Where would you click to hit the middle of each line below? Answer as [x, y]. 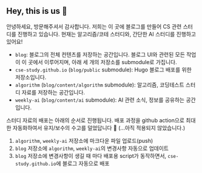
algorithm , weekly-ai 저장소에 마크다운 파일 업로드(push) [84, 140]
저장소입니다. [31, 77]
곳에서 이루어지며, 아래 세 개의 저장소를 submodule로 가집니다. [103, 62]
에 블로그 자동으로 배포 [83, 163]
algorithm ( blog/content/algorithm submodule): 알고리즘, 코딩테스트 [99, 85]
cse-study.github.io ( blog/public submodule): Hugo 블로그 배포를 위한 [103, 70]
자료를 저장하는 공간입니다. [53, 92]
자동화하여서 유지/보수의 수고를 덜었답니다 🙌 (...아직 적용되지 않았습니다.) [99, 128]
